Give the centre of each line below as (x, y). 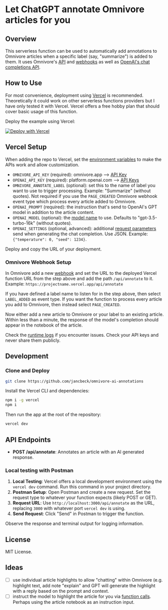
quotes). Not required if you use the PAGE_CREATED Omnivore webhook (85, 196)
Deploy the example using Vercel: (40, 121)
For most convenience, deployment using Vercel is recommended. (74, 95)
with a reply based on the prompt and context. (61, 591)
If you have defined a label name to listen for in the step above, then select (83, 294)
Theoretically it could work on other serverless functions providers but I (80, 100)
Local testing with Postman (39, 470)
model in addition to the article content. (53, 212)
